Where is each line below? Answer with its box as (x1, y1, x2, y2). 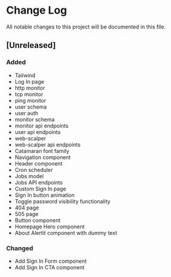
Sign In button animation (14, 191, 75, 199)
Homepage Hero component (14, 223, 85, 230)
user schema (14, 103, 47, 110)
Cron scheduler (14, 166, 53, 173)
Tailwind (14, 72, 36, 79)
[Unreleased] (6, 40, 56, 50)
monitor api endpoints (14, 122, 69, 129)
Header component (14, 160, 63, 167)
